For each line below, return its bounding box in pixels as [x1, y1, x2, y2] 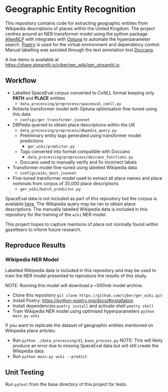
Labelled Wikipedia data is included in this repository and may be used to [5, 268, 156, 274]
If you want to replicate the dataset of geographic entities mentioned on [5, 322, 154, 328]
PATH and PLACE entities [12, 95, 65, 101]
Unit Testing [5, 368, 44, 376]
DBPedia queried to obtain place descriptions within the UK [12, 121, 135, 127]
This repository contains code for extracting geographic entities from [5, 20, 148, 26]
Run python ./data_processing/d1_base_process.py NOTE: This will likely [12, 337, 163, 343]
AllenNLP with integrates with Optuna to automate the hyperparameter [5, 36, 151, 42]
